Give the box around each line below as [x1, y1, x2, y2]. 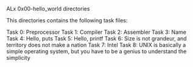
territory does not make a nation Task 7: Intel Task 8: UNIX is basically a [6, 42, 186, 48]
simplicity [6, 54, 30, 61]
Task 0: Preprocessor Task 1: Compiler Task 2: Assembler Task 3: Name [6, 28, 187, 36]
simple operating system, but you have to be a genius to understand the [6, 48, 187, 55]
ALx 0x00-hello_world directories [6, 5, 90, 12]
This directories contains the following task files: [6, 17, 128, 24]
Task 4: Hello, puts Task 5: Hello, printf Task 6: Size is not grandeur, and [6, 35, 187, 42]
